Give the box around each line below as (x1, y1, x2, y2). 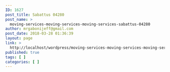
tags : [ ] (5, 54, 26, 60)
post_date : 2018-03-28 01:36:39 (5, 31, 73, 36)
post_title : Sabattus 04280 (5, 12, 65, 17)
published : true (5, 50, 39, 55)
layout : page (5, 36, 33, 41)
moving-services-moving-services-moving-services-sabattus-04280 (10, 21, 151, 27)
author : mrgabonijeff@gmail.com (5, 26, 73, 31)
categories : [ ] (5, 59, 39, 64)
